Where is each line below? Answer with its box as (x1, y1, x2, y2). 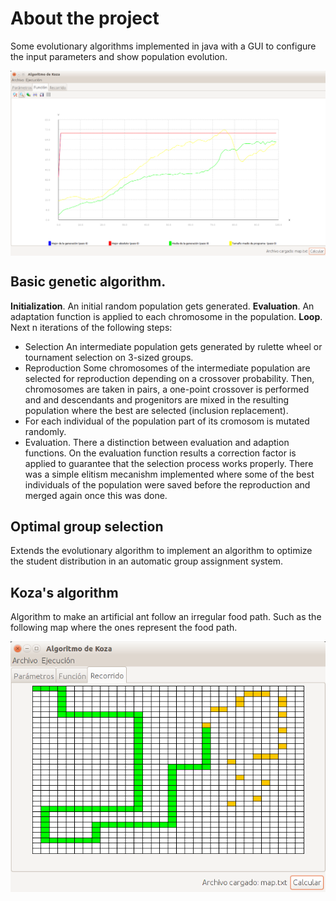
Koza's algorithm (10, 584, 119, 601)
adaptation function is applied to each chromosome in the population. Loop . (10, 310, 323, 322)
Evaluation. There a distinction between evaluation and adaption (24, 436, 290, 448)
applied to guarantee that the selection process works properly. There (24, 457, 314, 469)
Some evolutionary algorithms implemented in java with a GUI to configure (10, 40, 317, 52)
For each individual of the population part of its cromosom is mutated (24, 415, 310, 427)
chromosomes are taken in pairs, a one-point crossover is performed (24, 383, 310, 395)
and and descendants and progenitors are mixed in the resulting (24, 393, 290, 406)
